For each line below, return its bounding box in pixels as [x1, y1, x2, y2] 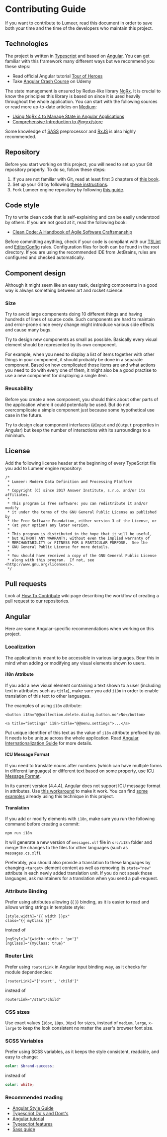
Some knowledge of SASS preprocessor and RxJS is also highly [5, 128, 136, 134]
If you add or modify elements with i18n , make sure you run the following [5, 816, 155, 822]
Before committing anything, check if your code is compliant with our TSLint [5, 239, 161, 244]
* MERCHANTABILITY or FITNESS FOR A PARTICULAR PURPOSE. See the [7, 540, 148, 545]
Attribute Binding [5, 888, 48, 895]
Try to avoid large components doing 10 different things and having [5, 311, 143, 317]
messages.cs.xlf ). [5, 850, 42, 856]
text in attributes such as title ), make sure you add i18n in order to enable [5, 687, 159, 694]
